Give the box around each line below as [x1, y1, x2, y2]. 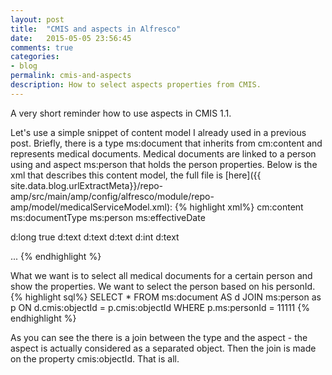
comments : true [10, 42, 74, 53]
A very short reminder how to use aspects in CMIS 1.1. [10, 107, 232, 119]
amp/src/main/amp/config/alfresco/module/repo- [10, 190, 215, 202]
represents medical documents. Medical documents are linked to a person [10, 147, 317, 160]
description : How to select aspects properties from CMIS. [10, 80, 262, 90]
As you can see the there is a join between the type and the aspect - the [10, 331, 308, 343]
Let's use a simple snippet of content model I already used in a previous [10, 126, 307, 138]
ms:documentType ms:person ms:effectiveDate [10, 211, 206, 223]
